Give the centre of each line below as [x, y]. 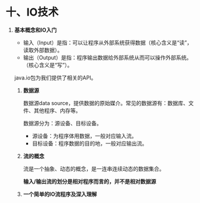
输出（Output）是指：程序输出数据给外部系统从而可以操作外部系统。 [107, 57]
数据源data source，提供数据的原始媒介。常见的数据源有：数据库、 [106, 103]
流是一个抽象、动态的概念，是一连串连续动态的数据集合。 [94, 168]
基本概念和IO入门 [36, 30]
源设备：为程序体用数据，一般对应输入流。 [84, 136]
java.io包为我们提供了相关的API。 [55, 78]
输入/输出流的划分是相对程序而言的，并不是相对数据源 [90, 181]
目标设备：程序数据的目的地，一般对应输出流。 [90, 143]
